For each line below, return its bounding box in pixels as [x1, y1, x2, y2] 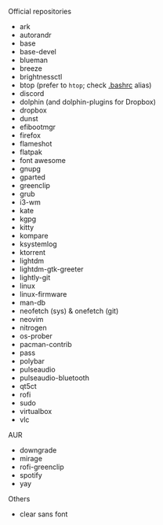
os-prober [19, 331, 53, 341]
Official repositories [8, 7, 72, 16]
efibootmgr [19, 122, 56, 131]
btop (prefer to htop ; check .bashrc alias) [19, 80, 152, 90]
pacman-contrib [19, 340, 72, 349]
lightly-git [19, 273, 51, 282]
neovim [19, 315, 44, 324]
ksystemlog [19, 239, 57, 249]
